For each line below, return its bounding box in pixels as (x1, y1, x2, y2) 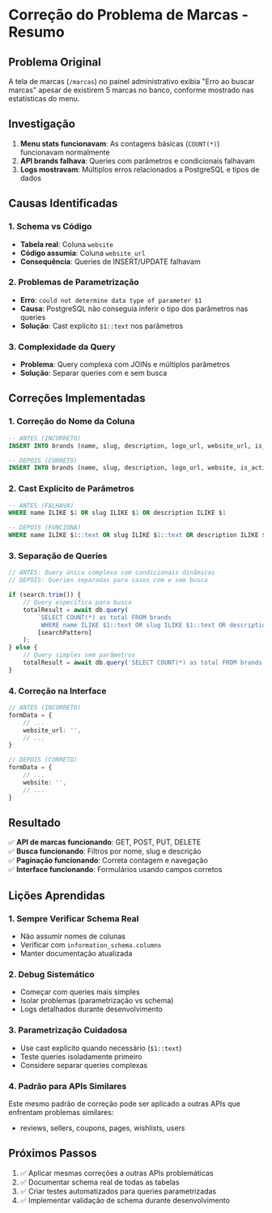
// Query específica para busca (23, 598, 132, 606)
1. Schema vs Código (8, 221, 92, 232)
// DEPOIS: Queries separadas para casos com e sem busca (8, 577, 208, 585)
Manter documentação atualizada (19, 949, 133, 959)
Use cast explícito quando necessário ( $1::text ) (19, 1043, 182, 1053)
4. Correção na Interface (8, 685, 107, 696)
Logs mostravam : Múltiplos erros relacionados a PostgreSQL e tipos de (19, 164, 260, 174)
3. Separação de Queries (8, 551, 108, 561)
